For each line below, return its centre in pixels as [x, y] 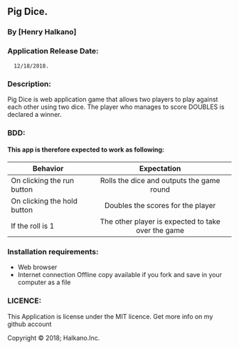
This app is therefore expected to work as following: [86, 150]
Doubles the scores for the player [160, 206]
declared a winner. [34, 114]
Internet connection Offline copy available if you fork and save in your [120, 275]
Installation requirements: [53, 251]
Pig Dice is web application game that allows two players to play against [113, 99]
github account [30, 324]
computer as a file [44, 282]
